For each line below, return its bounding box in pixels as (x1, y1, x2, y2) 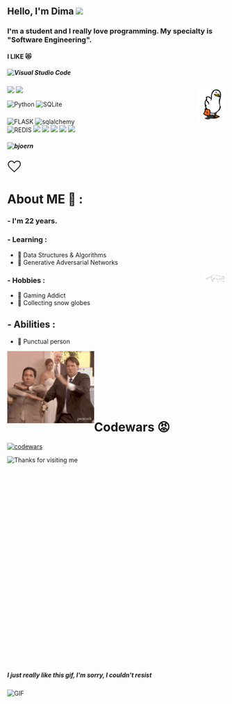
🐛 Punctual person (17, 337, 71, 345)
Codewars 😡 (94, 419, 170, 435)
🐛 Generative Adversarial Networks (17, 258, 118, 266)
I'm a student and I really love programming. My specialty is (7, 26, 213, 36)
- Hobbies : (7, 275, 46, 285)
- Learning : (7, 235, 47, 245)
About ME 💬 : (7, 191, 83, 207)
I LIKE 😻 (7, 52, 32, 60)
